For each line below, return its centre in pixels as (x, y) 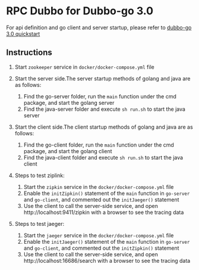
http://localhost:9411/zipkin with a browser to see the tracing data (104, 212)
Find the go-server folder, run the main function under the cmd (100, 96)
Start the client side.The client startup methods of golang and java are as (104, 127)
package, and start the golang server (69, 103)
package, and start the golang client (68, 151)
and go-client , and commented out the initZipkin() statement (101, 248)
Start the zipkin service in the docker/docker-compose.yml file (99, 187)
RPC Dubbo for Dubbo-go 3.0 (80, 11)
